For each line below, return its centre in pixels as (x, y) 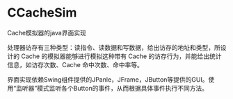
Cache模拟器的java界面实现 (47, 33)
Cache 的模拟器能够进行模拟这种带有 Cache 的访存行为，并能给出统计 (121, 56)
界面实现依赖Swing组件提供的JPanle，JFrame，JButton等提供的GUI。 (108, 79)
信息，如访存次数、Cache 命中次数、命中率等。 (75, 64)
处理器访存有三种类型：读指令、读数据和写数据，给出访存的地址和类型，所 (114, 47)
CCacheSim (42, 13)
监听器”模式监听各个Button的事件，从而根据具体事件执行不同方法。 (112, 88)
